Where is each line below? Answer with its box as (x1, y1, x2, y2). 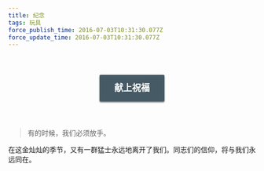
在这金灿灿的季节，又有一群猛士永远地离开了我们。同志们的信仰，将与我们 (8, 145, 249, 155)
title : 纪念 (8, 11, 45, 20)
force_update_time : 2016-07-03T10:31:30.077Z (8, 33, 159, 42)
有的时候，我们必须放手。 (27, 129, 111, 138)
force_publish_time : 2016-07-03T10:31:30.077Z (8, 26, 163, 34)
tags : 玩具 (8, 19, 42, 27)
